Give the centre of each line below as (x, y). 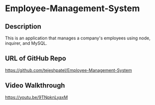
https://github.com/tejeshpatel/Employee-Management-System (69, 70)
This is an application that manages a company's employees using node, (78, 38)
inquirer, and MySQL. (26, 43)
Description (23, 26)
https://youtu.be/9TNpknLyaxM (36, 97)
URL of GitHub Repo (36, 59)
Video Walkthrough (35, 86)
